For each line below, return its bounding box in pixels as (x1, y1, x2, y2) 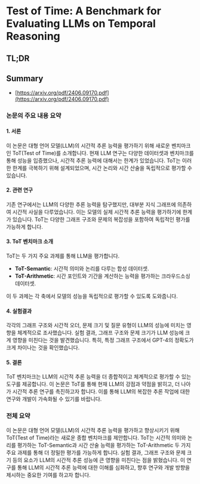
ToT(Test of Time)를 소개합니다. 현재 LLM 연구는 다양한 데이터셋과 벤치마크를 (12, 149, 194, 156)
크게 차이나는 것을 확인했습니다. (6, 344, 80, 351)
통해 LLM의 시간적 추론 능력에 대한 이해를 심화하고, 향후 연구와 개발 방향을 (17, 464, 190, 471)
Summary (6, 73, 44, 83)
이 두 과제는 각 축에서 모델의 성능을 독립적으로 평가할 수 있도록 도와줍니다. (6, 292, 178, 299)
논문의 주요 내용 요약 (6, 111, 61, 120)
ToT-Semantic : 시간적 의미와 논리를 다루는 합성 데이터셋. (14, 265, 149, 272)
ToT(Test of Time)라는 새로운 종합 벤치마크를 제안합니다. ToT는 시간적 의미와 (6, 434, 186, 441)
